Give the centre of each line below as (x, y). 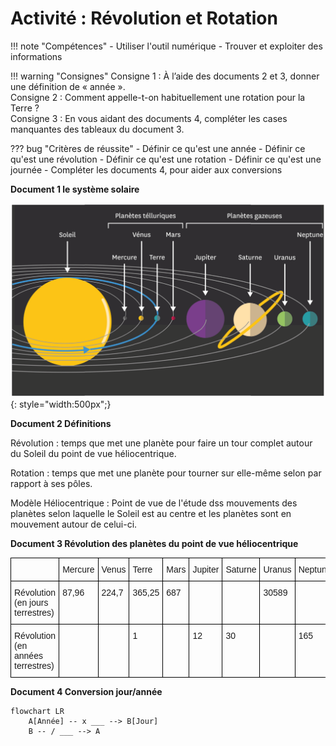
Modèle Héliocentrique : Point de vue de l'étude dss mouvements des (154, 503)
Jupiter (206, 569)
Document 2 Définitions (61, 423)
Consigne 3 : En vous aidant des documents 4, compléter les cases (149, 118)
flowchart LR (37, 711)
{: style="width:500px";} (61, 404)
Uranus (277, 569)
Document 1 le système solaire (75, 189)
